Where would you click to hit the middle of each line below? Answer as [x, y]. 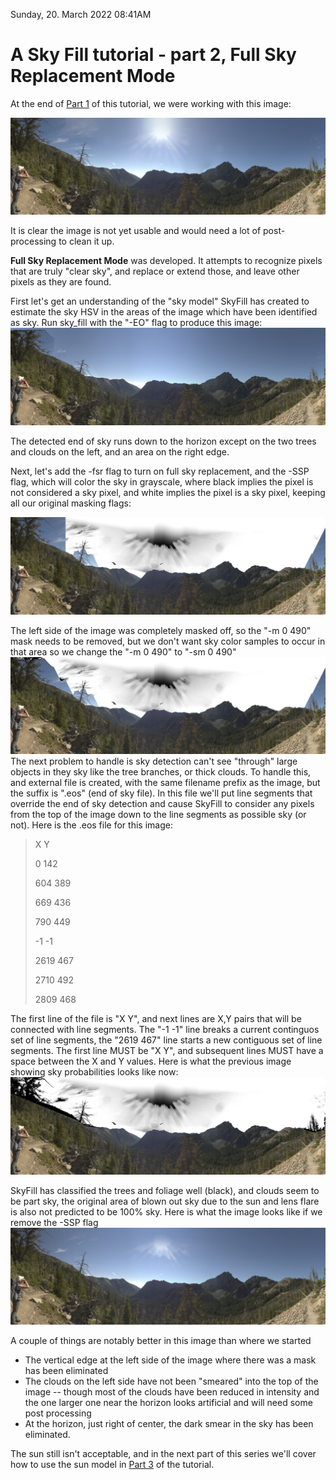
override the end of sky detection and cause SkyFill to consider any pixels [162, 804]
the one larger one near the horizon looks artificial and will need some [168, 1403]
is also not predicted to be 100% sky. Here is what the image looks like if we [166, 1211]
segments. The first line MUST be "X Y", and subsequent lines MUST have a [167, 1051]
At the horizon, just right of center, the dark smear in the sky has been [169, 1424]
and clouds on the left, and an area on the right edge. [120, 452]
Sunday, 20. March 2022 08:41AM [81, 14]
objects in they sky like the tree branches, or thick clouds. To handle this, [161, 772]
